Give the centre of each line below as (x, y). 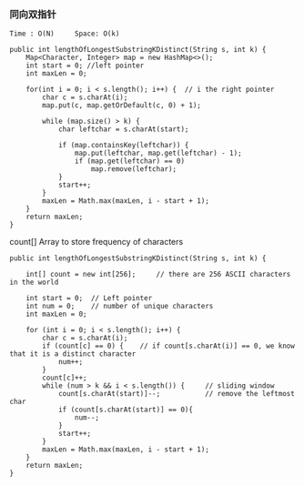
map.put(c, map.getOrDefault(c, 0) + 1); (122, 106)
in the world (34, 283)
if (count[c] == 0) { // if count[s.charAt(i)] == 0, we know (169, 346)
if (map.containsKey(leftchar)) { (123, 146)
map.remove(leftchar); (134, 169)
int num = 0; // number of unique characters (120, 307)
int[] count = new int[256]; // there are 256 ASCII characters (158, 275)
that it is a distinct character (73, 354)
